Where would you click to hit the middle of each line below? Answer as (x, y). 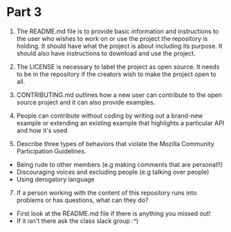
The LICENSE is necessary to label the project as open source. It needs (118, 66)
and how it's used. (43, 130)
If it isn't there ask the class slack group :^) (77, 221)
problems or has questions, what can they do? (82, 200)
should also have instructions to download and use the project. (106, 53)
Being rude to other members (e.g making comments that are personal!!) (120, 164)
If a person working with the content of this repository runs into (107, 193)
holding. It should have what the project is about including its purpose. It (119, 46)
